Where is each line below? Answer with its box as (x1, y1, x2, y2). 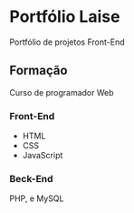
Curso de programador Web (9, 86, 115, 97)
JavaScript (22, 150, 63, 161)
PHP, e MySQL (9, 193, 64, 204)
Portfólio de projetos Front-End (9, 36, 125, 47)
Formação (9, 63, 68, 78)
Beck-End (9, 172, 53, 185)
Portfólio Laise (9, 6, 120, 27)
